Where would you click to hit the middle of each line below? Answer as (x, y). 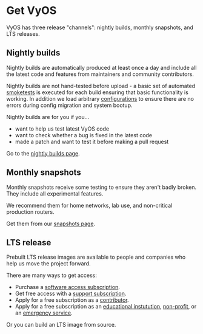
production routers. (30, 212)
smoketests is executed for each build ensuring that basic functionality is (98, 92)
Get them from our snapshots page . (51, 223)
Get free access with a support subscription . (71, 294)
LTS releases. (23, 33)
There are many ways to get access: (52, 275)
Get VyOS (32, 11)
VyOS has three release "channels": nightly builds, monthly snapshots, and (100, 27)
